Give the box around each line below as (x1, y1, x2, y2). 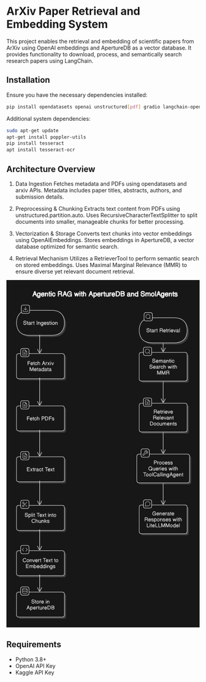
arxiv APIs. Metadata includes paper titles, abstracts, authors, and (15, 186, 182, 194)
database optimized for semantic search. (15, 243, 119, 250)
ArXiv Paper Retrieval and (6, 4, 140, 18)
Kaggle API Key (15, 669, 55, 676)
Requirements (6, 639, 61, 650)
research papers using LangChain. (6, 57, 94, 64)
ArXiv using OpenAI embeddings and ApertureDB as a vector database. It (6, 44, 192, 51)
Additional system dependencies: (6, 115, 91, 122)
